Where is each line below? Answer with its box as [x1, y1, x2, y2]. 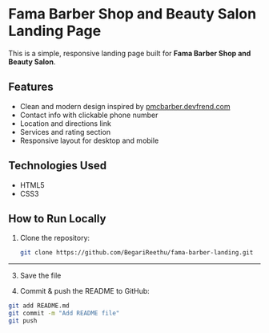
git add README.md [8, 302, 70, 310]
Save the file [19, 270, 62, 281]
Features [8, 80, 54, 94]
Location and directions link [19, 118, 112, 128]
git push [8, 317, 38, 325]
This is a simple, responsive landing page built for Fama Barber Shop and [8, 48, 251, 58]
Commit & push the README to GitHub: [19, 286, 150, 296]
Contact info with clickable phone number [19, 110, 159, 120]
